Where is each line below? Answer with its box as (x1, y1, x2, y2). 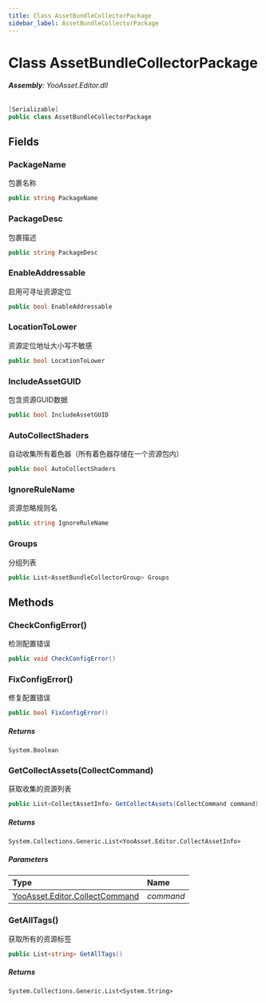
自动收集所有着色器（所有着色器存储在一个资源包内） (8, 449, 184, 459)
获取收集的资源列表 (8, 784, 72, 794)
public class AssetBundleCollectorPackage (8, 113, 152, 121)
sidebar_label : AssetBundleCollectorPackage (8, 19, 159, 27)
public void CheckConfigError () (8, 655, 116, 663)
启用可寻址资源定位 (8, 286, 72, 296)
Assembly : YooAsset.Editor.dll (8, 81, 109, 91)
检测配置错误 (8, 638, 50, 649)
